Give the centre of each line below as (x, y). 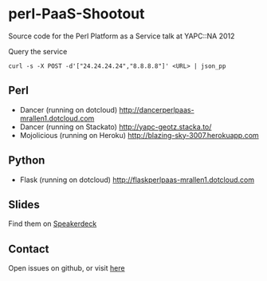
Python (27, 160)
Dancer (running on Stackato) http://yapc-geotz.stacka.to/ (116, 127)
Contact (29, 249)
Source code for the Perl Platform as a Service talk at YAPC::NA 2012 (122, 36)
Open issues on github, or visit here (67, 268)
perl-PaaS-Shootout (77, 14)
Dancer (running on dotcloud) (69, 109)
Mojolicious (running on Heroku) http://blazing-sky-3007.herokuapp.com (139, 135)
